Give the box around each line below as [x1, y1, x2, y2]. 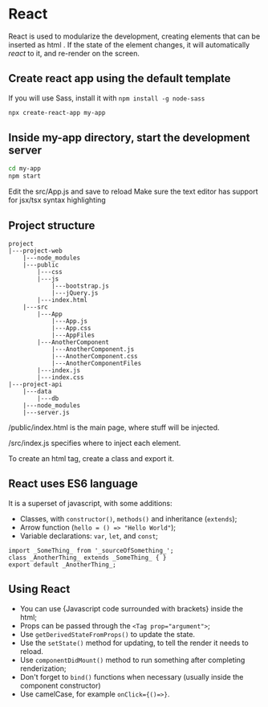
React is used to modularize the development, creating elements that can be [8, 31, 261, 41]
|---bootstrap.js [51, 282, 110, 290]
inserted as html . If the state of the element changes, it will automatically [8, 39, 250, 49]
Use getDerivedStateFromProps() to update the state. [19, 629, 195, 639]
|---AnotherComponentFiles [51, 359, 142, 367]
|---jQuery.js [51, 289, 99, 297]
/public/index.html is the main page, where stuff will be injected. [8, 423, 220, 432]
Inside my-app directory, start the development [8, 131, 250, 145]
